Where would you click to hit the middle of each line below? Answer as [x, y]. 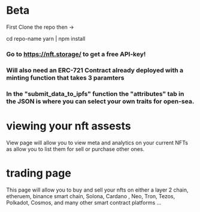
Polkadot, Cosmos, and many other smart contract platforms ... [84, 202]
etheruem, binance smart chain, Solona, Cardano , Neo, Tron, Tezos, [91, 196]
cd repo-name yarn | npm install [46, 38]
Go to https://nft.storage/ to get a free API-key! [76, 54]
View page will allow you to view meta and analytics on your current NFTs [97, 143]
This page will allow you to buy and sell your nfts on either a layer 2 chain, [97, 190]
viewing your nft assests [69, 126]
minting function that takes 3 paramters [65, 77]
